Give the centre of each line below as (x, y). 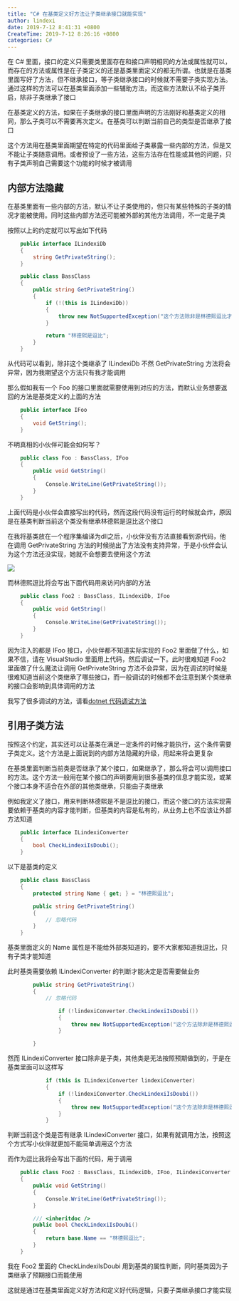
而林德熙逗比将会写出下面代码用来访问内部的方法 (79, 582)
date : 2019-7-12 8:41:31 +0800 (54, 27)
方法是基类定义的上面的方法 (60, 397)
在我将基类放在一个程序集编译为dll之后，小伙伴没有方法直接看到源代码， (114, 536)
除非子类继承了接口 (48, 98)
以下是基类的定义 (32, 867)
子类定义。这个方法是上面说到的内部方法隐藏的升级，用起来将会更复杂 (110, 753)
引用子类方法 (36, 726)
